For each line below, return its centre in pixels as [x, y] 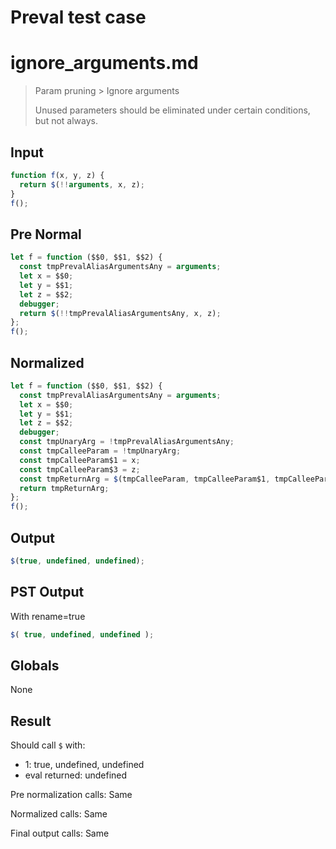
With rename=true [48, 616]
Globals [35, 665]
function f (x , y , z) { [57, 175]
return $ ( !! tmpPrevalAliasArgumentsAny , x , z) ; [120, 313]
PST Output [47, 592]
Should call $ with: [48, 745]
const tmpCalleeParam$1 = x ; [80, 460]
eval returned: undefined [76, 775]
